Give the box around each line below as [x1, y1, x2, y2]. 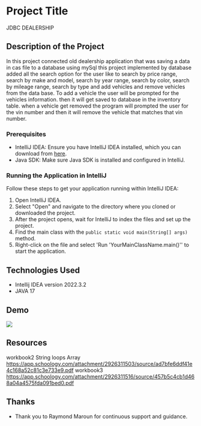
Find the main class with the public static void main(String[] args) [14, 228, 188, 236]
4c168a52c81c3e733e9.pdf [6, 367, 74, 374]
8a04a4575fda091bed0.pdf [6, 379, 74, 386]
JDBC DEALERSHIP [6, 24, 55, 31]
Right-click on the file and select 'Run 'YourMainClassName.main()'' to [14, 242, 190, 249]
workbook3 [74, 367, 103, 374]
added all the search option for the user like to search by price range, [6, 70, 178, 78]
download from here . [14, 150, 67, 157]
